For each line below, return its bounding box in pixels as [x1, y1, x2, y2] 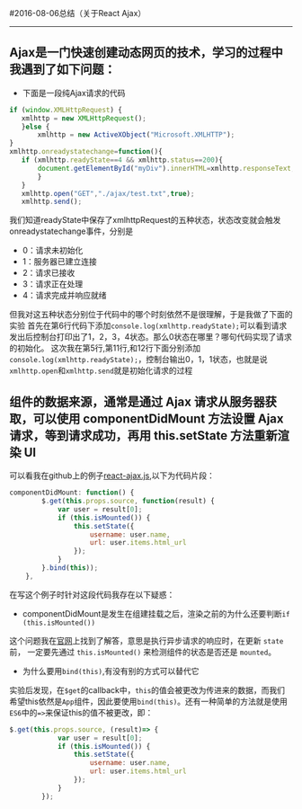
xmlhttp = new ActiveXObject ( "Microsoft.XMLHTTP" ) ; [37, 130, 235, 139]
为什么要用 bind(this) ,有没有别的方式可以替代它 [22, 665, 200, 676]
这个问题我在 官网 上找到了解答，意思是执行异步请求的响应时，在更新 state [9, 635, 284, 645]
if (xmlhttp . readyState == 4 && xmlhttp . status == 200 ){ [21, 156, 223, 164]
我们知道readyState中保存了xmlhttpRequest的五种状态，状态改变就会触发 [9, 215, 281, 226]
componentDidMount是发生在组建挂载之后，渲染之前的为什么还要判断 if [22, 608, 290, 618]
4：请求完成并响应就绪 [22, 290, 107, 301]
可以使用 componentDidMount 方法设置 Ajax [32, 411, 284, 426]
